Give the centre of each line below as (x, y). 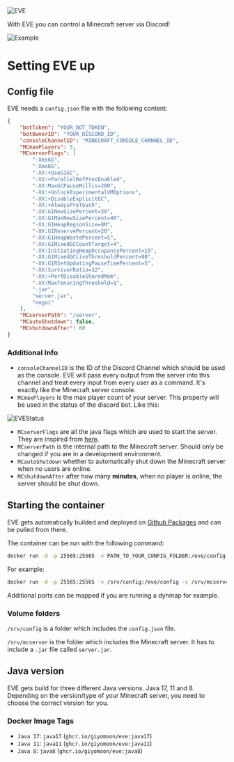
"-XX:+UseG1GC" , (56, 173)
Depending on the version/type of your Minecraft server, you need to (106, 695)
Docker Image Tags (41, 721)
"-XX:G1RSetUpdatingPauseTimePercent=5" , (93, 264)
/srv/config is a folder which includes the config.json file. (92, 628)
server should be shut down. (58, 483)
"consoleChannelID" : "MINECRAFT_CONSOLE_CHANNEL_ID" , (99, 140)
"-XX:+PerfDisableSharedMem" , (76, 277)
